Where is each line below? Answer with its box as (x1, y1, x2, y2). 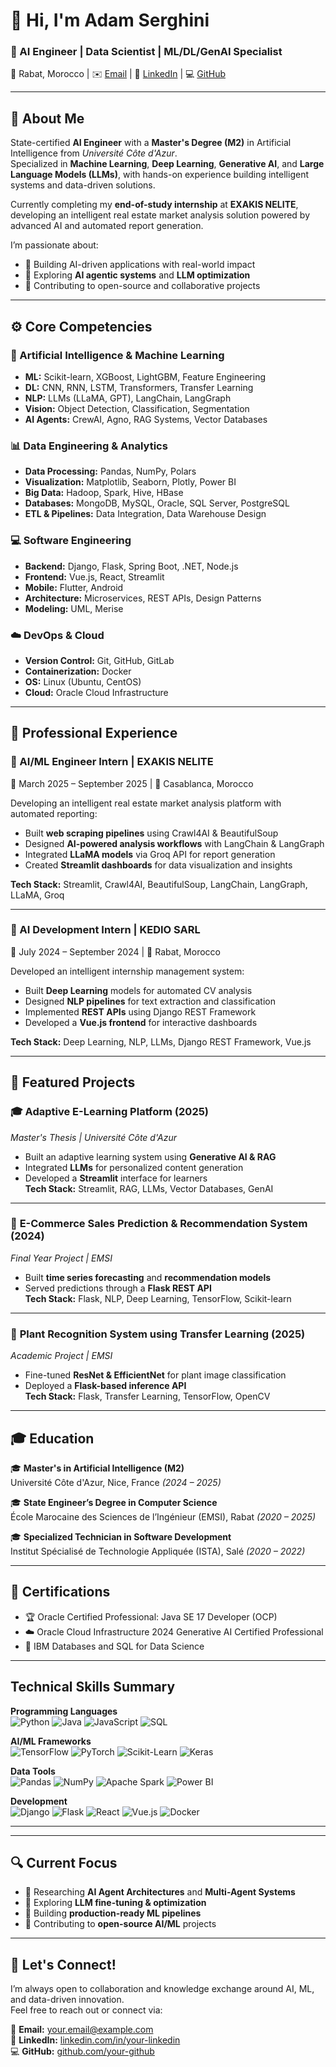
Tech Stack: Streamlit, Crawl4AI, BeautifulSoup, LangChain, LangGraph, (10, 878, 308, 890)
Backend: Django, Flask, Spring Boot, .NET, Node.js (24, 560, 239, 572)
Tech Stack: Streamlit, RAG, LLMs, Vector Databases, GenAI (24, 1182, 274, 1194)
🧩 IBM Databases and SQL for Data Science (24, 1640, 205, 1652)
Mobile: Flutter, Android (24, 581, 124, 593)
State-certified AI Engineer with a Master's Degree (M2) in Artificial (10, 137, 292, 149)
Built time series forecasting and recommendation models (24, 1271, 272, 1283)
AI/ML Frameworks (10, 1735, 92, 1747)
